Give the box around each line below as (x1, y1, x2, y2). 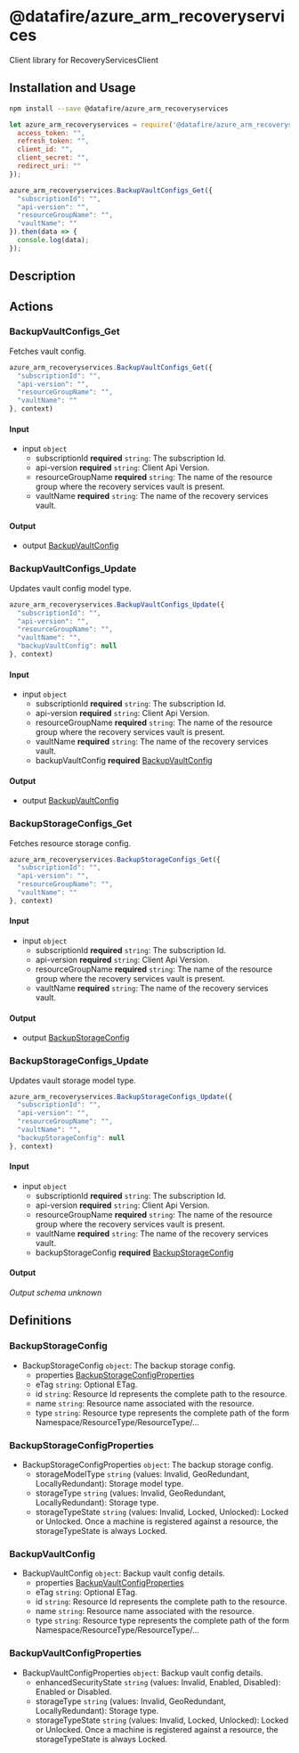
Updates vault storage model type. (9, 1075, 136, 1086)
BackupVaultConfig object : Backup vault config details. (21, 1568, 225, 1578)
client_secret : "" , (17, 153, 90, 162)
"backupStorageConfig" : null (17, 1133, 125, 1142)
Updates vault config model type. (9, 583, 132, 593)
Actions (9, 298, 53, 314)
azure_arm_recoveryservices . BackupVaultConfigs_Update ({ (9, 599, 225, 609)
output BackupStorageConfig (21, 1032, 130, 1043)
